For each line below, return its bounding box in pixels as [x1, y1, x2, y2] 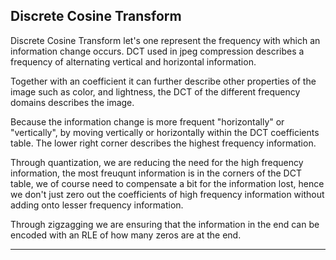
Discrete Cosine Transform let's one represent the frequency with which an [10, 34, 321, 46]
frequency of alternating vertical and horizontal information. [10, 55, 257, 68]
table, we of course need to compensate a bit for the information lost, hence [10, 177, 325, 189]
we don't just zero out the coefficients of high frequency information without [10, 188, 325, 200]
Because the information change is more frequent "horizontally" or [10, 115, 285, 128]
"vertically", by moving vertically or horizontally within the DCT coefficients [10, 126, 320, 138]
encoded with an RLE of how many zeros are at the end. [10, 229, 242, 241]
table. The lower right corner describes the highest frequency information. [10, 137, 317, 149]
